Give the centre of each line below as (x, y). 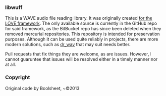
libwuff (14, 7)
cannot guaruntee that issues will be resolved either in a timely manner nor (81, 59)
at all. (11, 65)
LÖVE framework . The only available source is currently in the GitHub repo (81, 23)
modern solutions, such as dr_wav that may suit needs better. (68, 45)
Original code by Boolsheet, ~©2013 (42, 88)
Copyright (18, 77)
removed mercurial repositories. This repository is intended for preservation (83, 34)
